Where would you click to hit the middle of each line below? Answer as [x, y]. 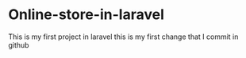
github [19, 44]
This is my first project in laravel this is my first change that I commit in [123, 37]
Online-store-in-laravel [86, 15]
